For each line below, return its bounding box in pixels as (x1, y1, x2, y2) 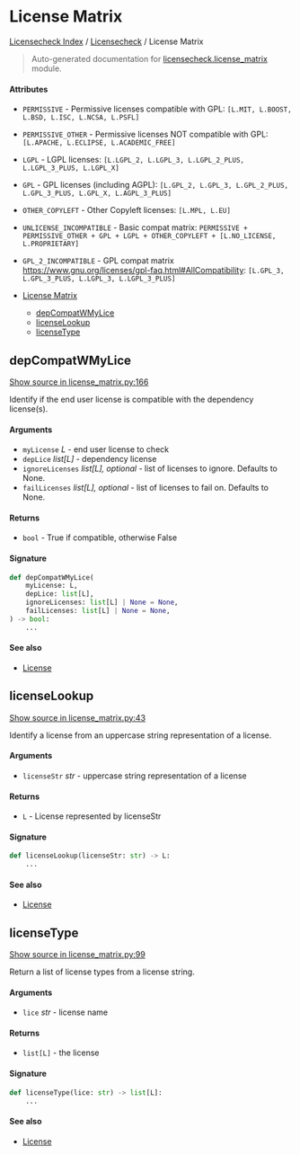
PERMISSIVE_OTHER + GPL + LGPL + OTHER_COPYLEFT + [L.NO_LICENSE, (22, 232, 277, 241)
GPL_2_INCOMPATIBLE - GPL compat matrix (22, 255, 175, 266)
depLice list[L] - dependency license (22, 454, 157, 465)
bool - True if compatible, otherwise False (22, 532, 178, 543)
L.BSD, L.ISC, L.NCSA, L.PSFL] (22, 113, 140, 122)
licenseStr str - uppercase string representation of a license (22, 770, 247, 781)
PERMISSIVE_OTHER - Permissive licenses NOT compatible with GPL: (22, 129, 269, 140)
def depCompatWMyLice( (9, 573, 94, 582)
